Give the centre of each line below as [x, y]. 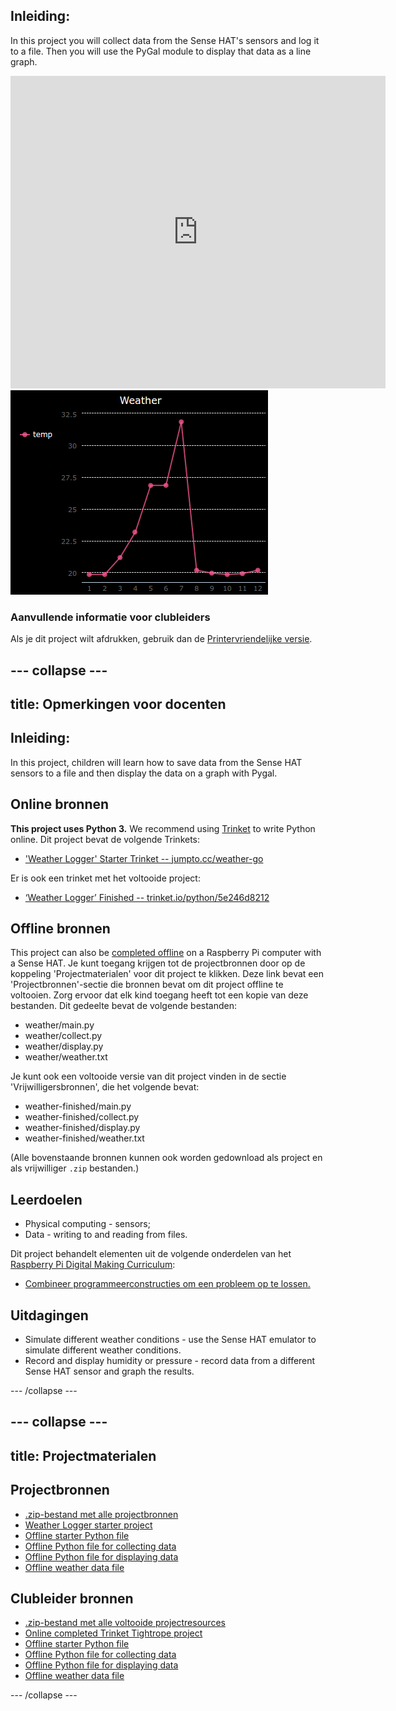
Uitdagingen [49, 1315]
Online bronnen [60, 804]
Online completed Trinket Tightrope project [113, 1633]
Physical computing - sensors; [87, 1224]
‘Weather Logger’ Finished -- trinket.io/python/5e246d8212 [147, 897]
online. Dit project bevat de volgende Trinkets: [105, 839]
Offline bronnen [60, 928]
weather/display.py [64, 1046]
